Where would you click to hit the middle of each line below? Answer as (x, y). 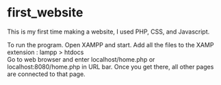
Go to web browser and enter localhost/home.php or (81, 59)
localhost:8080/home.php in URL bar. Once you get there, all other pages (110, 66)
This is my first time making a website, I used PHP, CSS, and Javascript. (108, 32)
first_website (45, 13)
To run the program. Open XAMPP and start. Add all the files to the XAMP (110, 45)
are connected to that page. (46, 74)
